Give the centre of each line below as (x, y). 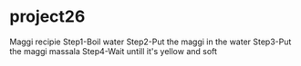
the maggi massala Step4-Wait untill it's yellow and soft (113, 51)
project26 (47, 17)
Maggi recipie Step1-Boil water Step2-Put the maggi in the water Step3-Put (150, 42)
